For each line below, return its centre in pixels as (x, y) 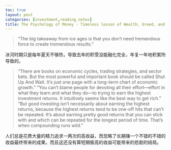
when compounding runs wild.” (50, 126)
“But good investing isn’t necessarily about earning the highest (83, 104)
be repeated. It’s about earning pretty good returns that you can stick (90, 115)
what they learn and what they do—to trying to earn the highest (84, 93)
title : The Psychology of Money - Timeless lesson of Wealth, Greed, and (85, 24)
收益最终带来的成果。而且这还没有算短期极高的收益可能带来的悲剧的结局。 (83, 142)
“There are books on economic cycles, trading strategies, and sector (90, 71)
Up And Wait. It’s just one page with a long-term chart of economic (88, 82)
